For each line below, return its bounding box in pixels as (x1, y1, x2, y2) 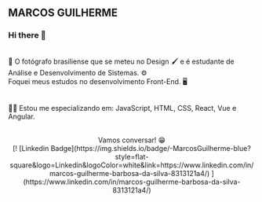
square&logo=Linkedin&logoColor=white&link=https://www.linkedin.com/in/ (9, 160, 254, 170)
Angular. (8, 112, 35, 121)
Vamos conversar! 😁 (97, 135, 166, 145)
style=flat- (115, 152, 149, 161)
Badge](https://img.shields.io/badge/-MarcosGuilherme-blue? (50, 143, 251, 152)
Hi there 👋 (8, 30, 47, 41)
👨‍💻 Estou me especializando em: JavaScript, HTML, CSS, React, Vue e (8, 103, 237, 112)
